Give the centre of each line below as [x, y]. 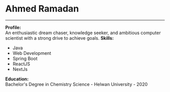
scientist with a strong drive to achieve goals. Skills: [59, 38]
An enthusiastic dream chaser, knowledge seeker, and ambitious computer [83, 33]
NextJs [20, 69]
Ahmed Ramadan [42, 9]
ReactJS [21, 64]
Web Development [32, 53]
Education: [17, 79]
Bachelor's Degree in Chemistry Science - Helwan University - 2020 [76, 84]
